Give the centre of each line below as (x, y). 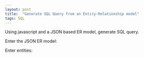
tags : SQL (15, 18)
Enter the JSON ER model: (31, 41)
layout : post (18, 9)
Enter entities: (19, 50)
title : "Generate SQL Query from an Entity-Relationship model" (72, 14)
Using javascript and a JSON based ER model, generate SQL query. (72, 32)
